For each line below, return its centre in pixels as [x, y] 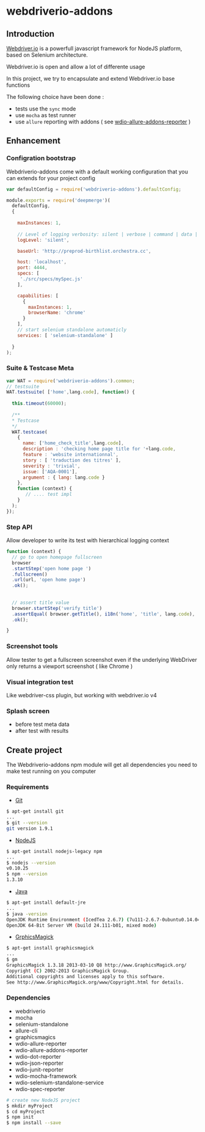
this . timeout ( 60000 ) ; [39, 404]
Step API [19, 527]
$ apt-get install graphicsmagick [50, 948]
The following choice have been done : [55, 97]
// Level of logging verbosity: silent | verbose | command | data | [108, 234]
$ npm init [20, 1117]
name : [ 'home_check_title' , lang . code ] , [73, 443]
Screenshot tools [32, 647]
